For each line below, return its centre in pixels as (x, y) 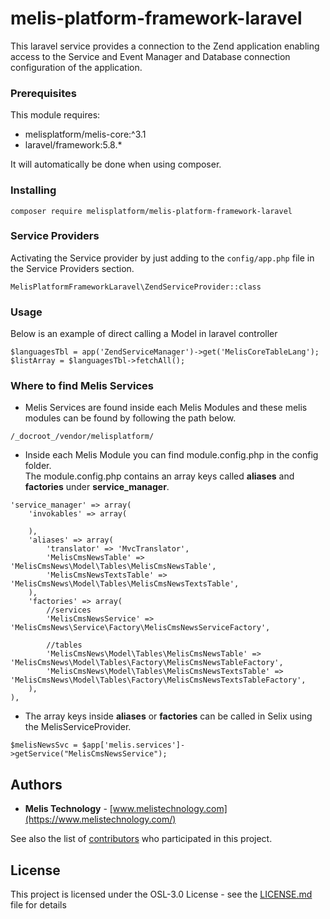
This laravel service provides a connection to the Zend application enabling (165, 46)
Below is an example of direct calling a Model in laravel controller (144, 334)
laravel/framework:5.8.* (73, 145)
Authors (36, 784)
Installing (33, 190)
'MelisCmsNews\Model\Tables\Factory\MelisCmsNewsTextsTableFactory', (158, 680)
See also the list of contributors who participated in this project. (141, 839)
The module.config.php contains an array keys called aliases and (159, 476)
